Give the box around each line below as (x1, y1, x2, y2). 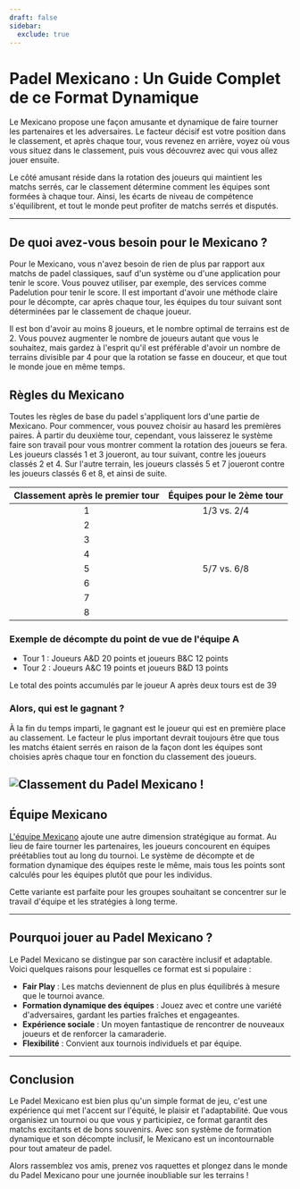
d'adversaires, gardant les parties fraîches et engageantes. (21, 1009, 240, 1020)
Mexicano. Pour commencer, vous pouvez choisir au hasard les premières (9, 420, 281, 431)
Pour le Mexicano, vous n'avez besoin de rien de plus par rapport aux (9, 258, 265, 269)
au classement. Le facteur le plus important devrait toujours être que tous (9, 732, 279, 743)
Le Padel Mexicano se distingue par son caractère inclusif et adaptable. (9, 954, 273, 965)
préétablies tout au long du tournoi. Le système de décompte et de (9, 850, 255, 861)
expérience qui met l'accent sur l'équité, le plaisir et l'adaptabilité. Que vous (9, 1105, 288, 1116)
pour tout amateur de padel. (9, 1143, 112, 1154)
